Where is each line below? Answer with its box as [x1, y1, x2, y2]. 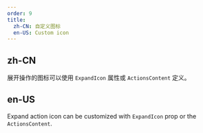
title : [7, 16, 26, 23]
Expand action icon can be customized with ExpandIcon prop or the [7, 112, 197, 120]
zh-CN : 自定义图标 [13, 23, 61, 29]
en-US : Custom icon [13, 29, 70, 36]
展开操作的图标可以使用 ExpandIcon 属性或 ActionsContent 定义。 [7, 73, 191, 82]
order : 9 [7, 10, 32, 17]
